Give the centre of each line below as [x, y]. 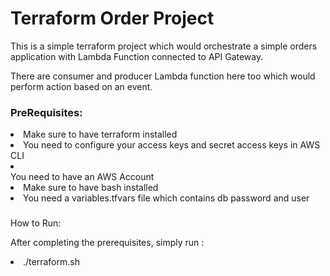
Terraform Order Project [112, 18]
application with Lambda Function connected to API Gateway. [137, 56]
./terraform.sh [51, 262]
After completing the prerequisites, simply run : [107, 243]
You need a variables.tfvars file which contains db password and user [166, 198]
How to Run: [36, 223]
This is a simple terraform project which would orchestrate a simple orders [164, 46]
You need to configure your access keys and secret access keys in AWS [172, 145]
